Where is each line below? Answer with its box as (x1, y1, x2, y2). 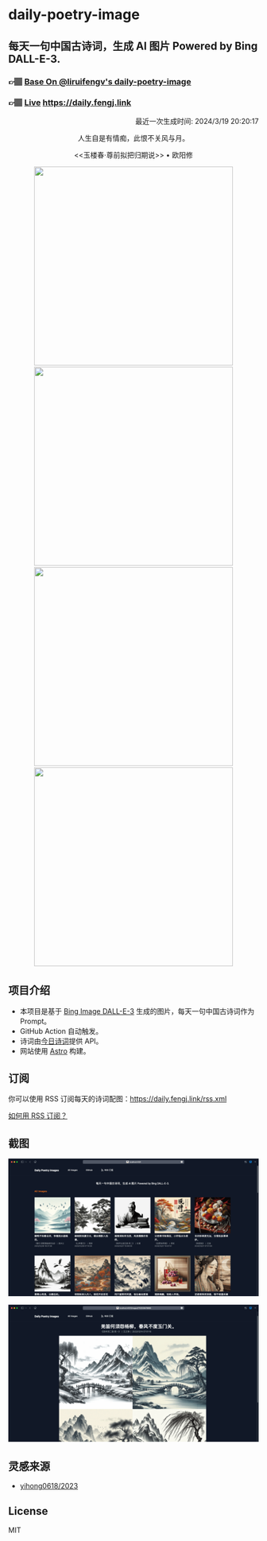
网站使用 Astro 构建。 (19, 1046, 91, 1055)
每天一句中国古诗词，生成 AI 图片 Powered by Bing (8, 39, 258, 52)
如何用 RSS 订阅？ (8, 1111, 68, 1120)
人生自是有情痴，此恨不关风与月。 (78, 133, 189, 142)
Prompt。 (19, 1016, 52, 1026)
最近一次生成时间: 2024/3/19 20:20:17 (134, 116, 259, 126)
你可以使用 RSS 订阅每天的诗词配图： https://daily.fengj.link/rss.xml (8, 1094, 227, 1104)
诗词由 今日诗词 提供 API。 (19, 1036, 103, 1046)
